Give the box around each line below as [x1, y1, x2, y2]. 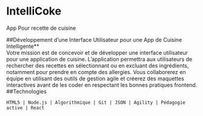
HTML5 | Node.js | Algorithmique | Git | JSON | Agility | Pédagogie [6, 99, 186, 106]
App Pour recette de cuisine [6, 24, 76, 32]
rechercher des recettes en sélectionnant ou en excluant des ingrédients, [6, 62, 189, 69]
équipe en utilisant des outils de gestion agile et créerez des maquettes [6, 75, 185, 82]
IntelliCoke [6, 4, 62, 18]
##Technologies [6, 87, 47, 95]
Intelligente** [6, 43, 39, 50]
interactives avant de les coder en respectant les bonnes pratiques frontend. [6, 81, 198, 89]
